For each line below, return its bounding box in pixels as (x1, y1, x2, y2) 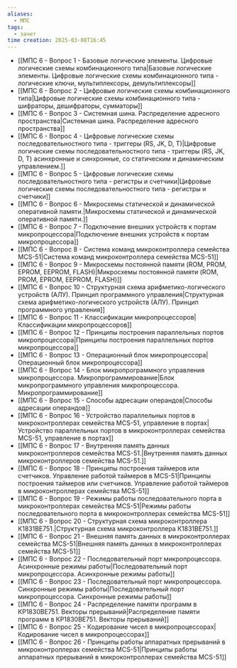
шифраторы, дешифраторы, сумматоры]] (17, 102, 143, 110)
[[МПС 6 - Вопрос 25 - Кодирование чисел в (17, 623, 153, 631)
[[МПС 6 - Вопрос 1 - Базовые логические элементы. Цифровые (17, 56, 213, 65)
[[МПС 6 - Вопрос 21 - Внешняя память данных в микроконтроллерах (17, 532, 231, 541)
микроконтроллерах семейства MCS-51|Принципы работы (17, 645, 197, 654)
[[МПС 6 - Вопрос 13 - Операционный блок (17, 351, 149, 360)
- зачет (13, 30, 37, 38)
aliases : (7, 10, 33, 18)
